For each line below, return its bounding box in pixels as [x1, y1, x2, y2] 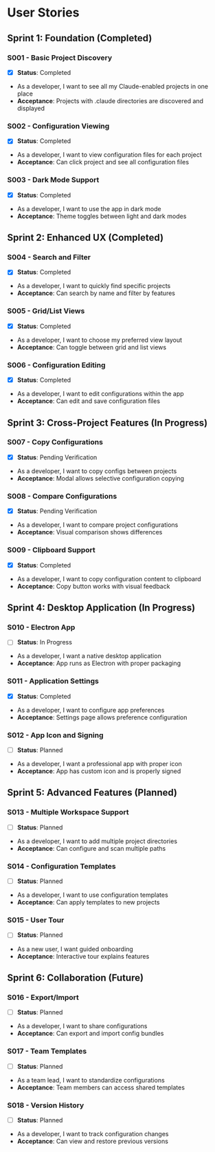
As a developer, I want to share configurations [16, 1022, 148, 1030]
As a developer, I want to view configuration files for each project [16, 151, 202, 159]
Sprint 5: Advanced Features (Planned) [7, 787, 177, 798]
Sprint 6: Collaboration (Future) [7, 972, 144, 983]
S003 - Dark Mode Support [7, 175, 100, 185]
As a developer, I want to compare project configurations [16, 521, 179, 529]
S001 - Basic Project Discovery [7, 53, 113, 63]
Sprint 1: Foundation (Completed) [7, 32, 152, 44]
